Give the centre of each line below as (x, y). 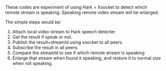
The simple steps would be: (33, 22)
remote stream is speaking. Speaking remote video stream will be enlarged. (82, 12)
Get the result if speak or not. (42, 37)
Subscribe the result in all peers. (45, 47)
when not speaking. (32, 63)
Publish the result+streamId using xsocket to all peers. (68, 42)
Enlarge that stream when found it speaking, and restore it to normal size (86, 58)
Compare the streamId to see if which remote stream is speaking (78, 53)
